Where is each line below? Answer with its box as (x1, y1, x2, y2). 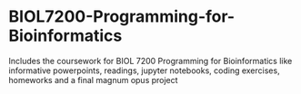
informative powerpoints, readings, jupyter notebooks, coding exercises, (8, 65, 280, 76)
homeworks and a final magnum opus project (8, 74, 178, 85)
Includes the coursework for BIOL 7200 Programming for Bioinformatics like (8, 55, 293, 66)
